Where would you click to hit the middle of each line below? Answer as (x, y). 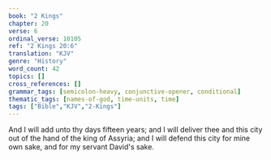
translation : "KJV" (41, 54)
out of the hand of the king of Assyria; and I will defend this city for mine (129, 138)
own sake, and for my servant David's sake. (81, 147)
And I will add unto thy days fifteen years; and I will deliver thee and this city (135, 130)
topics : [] (27, 76)
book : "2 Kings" (36, 16)
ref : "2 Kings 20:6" (43, 46)
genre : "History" (38, 62)
